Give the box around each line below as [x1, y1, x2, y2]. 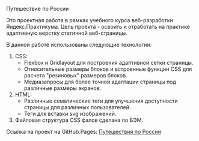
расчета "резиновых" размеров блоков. [23, 72, 127, 79]
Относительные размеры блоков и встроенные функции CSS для [23, 65, 192, 73]
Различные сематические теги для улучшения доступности [23, 97, 178, 104]
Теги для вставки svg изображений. [23, 110, 117, 117]
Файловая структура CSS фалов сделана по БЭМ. [14, 116, 144, 124]
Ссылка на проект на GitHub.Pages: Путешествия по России [6, 128, 161, 135]
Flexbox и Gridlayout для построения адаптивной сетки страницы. [23, 59, 194, 66]
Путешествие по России [6, 5, 69, 12]
